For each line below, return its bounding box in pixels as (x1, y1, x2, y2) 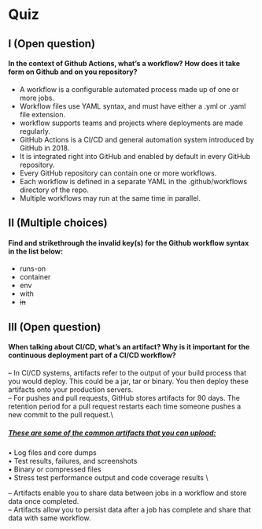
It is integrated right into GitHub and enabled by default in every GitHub (19, 151, 251, 161)
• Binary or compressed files (8, 464, 101, 474)
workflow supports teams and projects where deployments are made (19, 118, 244, 128)
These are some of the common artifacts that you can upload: (8, 427, 216, 438)
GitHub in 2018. (19, 143, 70, 153)
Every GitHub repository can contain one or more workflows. (19, 168, 217, 178)
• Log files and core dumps (8, 447, 97, 457)
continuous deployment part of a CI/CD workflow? (8, 350, 176, 360)
